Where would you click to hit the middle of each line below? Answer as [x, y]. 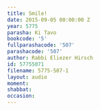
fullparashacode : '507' [41, 45]
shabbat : [20, 90]
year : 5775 [23, 26]
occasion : [21, 96]
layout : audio [27, 77]
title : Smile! [27, 13]
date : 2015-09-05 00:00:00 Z [49, 20]
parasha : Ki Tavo [32, 32]
